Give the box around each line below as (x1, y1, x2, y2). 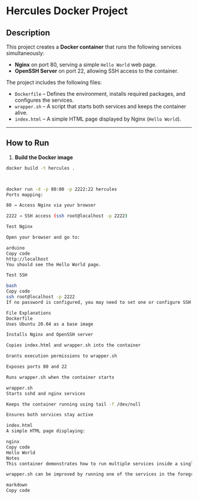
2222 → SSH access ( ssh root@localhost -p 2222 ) (6, 213, 128, 219)
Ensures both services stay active (6, 412, 94, 418)
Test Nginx (6, 223, 33, 230)
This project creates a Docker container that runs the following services (6, 43, 181, 50)
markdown (6, 482, 28, 488)
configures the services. (14, 96, 74, 103)
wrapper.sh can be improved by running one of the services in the (6, 471, 176, 477)
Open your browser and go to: (6, 235, 81, 241)
